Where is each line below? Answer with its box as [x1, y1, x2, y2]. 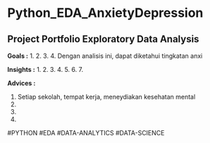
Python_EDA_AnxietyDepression [7, 5, 204, 21]
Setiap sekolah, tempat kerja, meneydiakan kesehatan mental [17, 93, 196, 101]
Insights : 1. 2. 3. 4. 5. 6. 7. [7, 66, 83, 73]
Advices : [7, 79, 36, 87]
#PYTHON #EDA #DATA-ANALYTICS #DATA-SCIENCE [7, 129, 165, 137]
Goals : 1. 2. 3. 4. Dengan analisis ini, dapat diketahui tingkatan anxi [7, 51, 203, 60]
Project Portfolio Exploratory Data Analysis [7, 33, 199, 45]
